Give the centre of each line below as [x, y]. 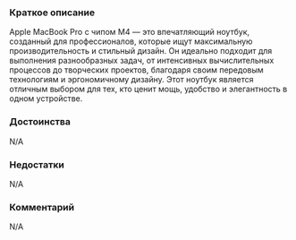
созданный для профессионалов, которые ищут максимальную [131, 41]
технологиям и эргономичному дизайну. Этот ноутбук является [131, 80]
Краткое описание [52, 13]
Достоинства [40, 122]
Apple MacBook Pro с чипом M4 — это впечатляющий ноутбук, [130, 32]
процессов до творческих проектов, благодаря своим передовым [136, 70]
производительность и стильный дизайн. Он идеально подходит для [141, 51]
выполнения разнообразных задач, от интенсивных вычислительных [142, 61]
